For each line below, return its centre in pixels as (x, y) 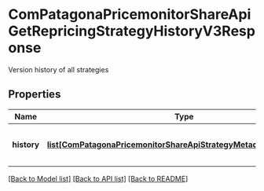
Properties (35, 95)
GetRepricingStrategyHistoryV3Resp (132, 31)
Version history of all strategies (59, 69)
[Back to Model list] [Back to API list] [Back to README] (98, 178)
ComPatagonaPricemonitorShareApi (130, 15)
